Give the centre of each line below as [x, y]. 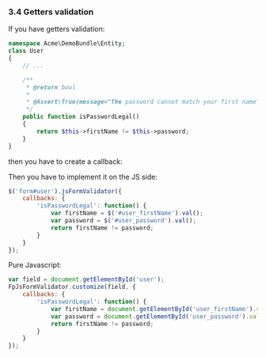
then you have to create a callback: [65, 161]
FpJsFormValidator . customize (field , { [72, 287]
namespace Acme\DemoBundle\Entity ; [67, 44]
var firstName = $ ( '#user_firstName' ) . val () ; [127, 213]
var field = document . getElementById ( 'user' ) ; [86, 279]
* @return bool [51, 87]
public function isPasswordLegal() [81, 117]
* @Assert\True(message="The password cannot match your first [132, 102]
